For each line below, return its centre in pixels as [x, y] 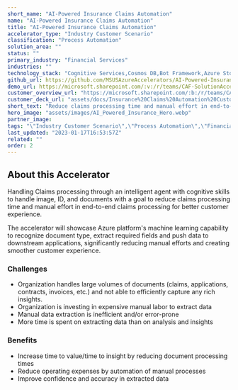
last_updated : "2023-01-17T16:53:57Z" [64, 133]
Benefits [22, 340]
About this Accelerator [58, 174]
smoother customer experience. [54, 250]
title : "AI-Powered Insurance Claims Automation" [82, 27]
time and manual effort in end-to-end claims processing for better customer [118, 206]
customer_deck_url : [36, 100]
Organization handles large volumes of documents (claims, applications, [123, 284]
